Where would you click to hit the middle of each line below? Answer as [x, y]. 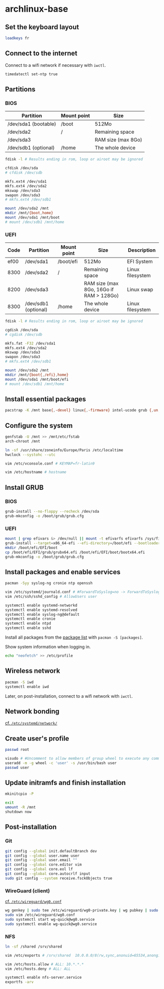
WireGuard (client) [28, 890]
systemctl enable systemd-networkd [41, 605]
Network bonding [32, 711]
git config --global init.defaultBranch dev [51, 851]
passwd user [17, 767]
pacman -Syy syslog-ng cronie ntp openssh [49, 583]
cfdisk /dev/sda [21, 168]
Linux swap [140, 290]
